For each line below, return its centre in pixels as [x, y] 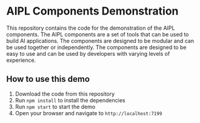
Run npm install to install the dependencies [70, 100]
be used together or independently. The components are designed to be [96, 47]
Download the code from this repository [65, 94]
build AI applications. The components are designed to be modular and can [100, 41]
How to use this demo [48, 79]
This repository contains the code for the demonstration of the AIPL [91, 28]
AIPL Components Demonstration [92, 11]
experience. [21, 60]
